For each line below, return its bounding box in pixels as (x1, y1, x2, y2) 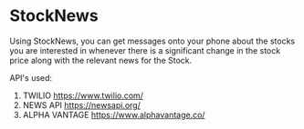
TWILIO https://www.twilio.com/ (22, 90, 144, 101)
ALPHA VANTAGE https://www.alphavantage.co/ (22, 109, 205, 120)
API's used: (9, 72, 53, 83)
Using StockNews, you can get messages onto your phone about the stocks (9, 35, 296, 46)
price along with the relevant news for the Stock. (9, 55, 193, 65)
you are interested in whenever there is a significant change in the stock (9, 45, 281, 55)
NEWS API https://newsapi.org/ (22, 99, 142, 110)
